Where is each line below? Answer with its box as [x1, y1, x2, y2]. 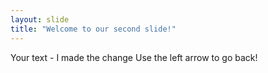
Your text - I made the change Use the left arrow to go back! [10, 51, 258, 63]
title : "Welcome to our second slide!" [10, 24, 177, 34]
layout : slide [10, 14, 70, 25]
